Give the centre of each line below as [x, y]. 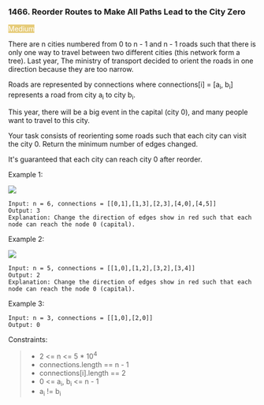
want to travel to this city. [49, 120]
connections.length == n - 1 [84, 364]
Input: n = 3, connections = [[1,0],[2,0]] [81, 318]
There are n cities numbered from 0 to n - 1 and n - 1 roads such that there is [132, 44]
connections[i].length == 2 [82, 373]
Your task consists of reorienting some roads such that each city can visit [127, 136]
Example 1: [26, 174]
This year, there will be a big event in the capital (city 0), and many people [128, 112]
